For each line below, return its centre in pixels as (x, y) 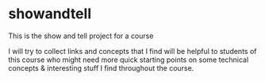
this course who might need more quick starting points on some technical (129, 60)
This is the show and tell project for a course (81, 36)
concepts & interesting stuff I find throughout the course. (101, 67)
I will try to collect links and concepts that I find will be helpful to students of (132, 51)
